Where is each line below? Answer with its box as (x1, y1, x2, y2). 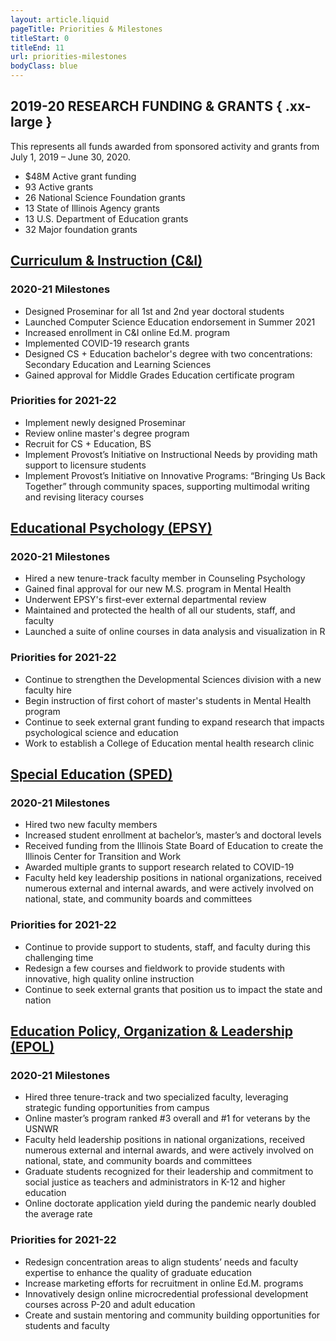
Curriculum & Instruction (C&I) (10, 252, 203, 270)
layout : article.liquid (10, 14, 110, 25)
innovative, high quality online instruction (24, 972, 195, 985)
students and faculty (24, 1319, 110, 1331)
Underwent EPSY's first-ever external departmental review (24, 594, 267, 606)
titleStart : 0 (10, 33, 70, 43)
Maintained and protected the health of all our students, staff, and (24, 604, 296, 616)
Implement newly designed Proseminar (24, 416, 187, 428)
